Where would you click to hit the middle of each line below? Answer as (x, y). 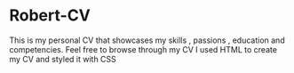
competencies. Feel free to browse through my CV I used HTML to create (143, 49)
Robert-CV (50, 16)
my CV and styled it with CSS (63, 59)
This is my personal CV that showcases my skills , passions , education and (147, 40)
